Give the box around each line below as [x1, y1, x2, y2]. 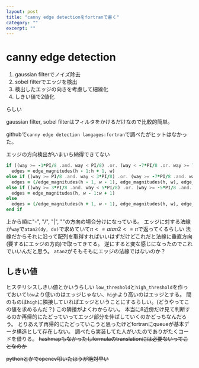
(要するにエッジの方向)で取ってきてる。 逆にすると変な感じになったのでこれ [6, 240, 193, 247]
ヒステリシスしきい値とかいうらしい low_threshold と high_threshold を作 [6, 283, 184, 290]
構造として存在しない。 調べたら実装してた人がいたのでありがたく [16, 328, 179, 335]
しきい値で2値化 [14, 93, 55, 101]
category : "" [6, 20, 38, 25]
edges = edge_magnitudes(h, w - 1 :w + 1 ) [11, 190, 115, 196]
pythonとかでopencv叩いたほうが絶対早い [6, 355, 109, 362]
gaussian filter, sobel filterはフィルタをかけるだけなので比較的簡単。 [6, 118, 173, 125]
